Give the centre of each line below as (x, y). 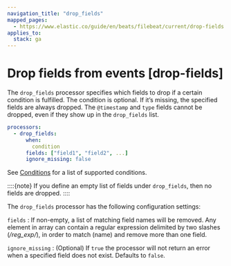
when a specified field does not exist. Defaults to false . (86, 256)
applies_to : (24, 33)
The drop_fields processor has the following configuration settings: (104, 207)
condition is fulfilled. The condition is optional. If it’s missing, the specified (112, 100)
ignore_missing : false (58, 160)
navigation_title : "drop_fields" (55, 13)
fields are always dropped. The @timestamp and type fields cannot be (105, 107)
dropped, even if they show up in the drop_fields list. (83, 115)
